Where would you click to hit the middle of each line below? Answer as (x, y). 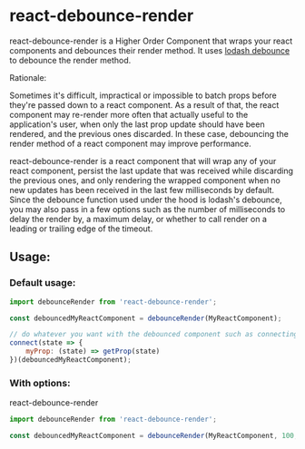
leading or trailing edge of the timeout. (81, 229)
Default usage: (43, 283)
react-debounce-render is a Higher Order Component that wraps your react (151, 41)
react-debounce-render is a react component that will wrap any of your (143, 161)
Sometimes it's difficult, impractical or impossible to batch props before (143, 95)
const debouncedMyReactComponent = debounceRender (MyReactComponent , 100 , (154, 436)
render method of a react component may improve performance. (130, 143)
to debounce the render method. (70, 60)
